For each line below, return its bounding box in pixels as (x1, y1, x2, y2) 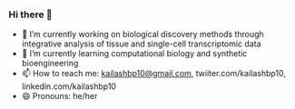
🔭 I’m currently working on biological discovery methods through (21, 29, 264, 40)
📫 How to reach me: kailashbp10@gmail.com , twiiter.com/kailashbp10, (21, 68, 287, 79)
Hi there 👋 (8, 8, 54, 21)
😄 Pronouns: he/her (21, 91, 98, 102)
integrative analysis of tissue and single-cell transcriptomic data (21, 38, 261, 49)
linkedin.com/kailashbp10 (21, 81, 117, 92)
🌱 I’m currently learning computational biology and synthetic (21, 48, 248, 59)
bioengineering (21, 58, 79, 69)
